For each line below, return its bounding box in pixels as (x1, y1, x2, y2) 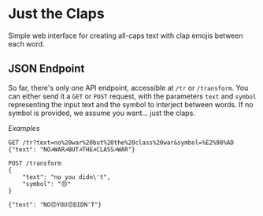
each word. (8, 39, 45, 48)
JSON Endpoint (8, 62, 85, 76)
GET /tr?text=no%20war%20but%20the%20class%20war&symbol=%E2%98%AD (8, 139, 235, 147)
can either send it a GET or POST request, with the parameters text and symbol (8, 91, 257, 101)
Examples (8, 123, 41, 132)
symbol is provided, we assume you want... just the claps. (8, 108, 195, 117)
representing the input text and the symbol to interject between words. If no (8, 99, 254, 109)
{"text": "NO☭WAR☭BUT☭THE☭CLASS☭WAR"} (8, 145, 135, 154)
